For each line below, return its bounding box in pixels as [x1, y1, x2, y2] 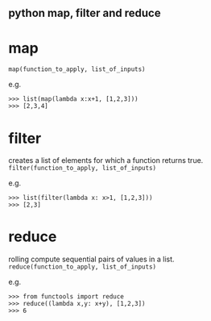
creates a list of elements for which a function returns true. [8, 156, 204, 165]
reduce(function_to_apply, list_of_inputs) [8, 263, 157, 271]
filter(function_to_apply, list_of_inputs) [8, 165, 157, 173]
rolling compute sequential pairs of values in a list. [8, 254, 175, 265]
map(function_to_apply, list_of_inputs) [8, 65, 147, 73]
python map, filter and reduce [8, 6, 161, 20]
